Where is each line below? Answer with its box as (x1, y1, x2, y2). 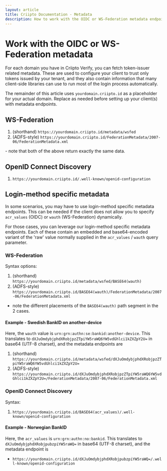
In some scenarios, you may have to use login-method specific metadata (5, 203, 155, 209)
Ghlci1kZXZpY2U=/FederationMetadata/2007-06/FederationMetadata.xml (12, 376, 158, 381)
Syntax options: (5, 263, 37, 269)
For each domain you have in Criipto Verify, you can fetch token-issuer (5, 65, 150, 71)
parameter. (5, 239, 28, 245)
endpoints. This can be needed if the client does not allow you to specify (5, 209, 154, 215)
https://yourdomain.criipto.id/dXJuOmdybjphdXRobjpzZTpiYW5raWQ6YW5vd (12, 372, 162, 377)
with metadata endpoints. (5, 101, 57, 107)
